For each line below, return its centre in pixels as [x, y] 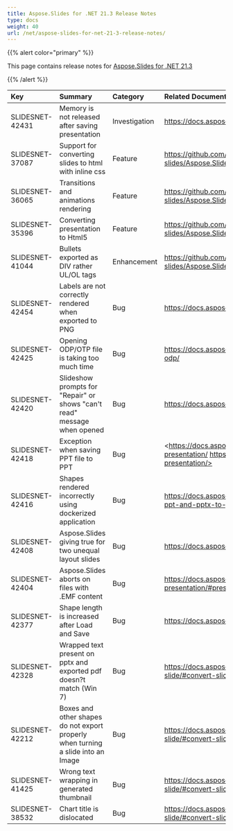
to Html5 [74, 238]
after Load [76, 625]
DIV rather [76, 266]
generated [76, 789]
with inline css [83, 172]
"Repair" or [77, 395]
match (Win [78, 689]
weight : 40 [23, 26]
